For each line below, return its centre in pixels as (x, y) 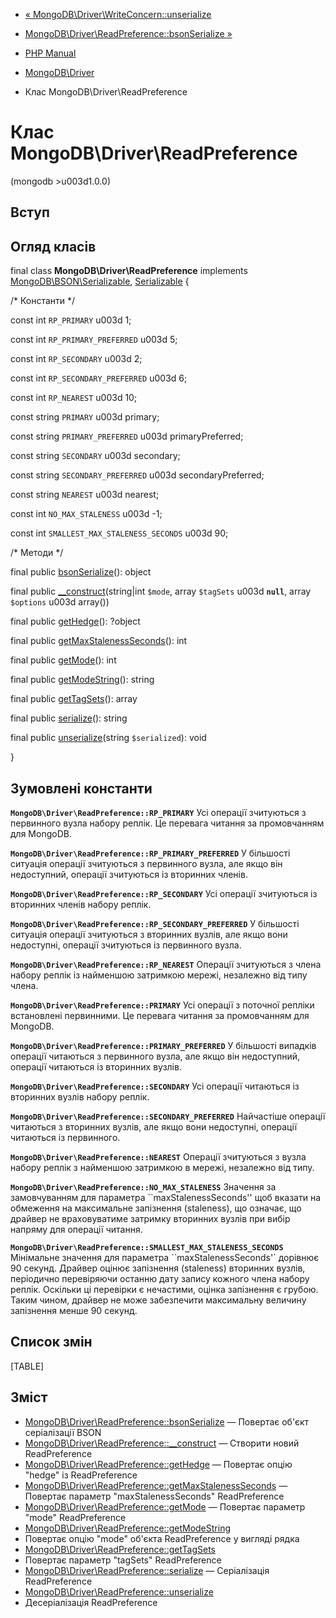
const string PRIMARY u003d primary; (85, 417)
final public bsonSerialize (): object (81, 572)
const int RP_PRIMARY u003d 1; (71, 320)
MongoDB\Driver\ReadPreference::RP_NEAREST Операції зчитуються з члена (166, 964)
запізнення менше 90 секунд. (74, 1310)
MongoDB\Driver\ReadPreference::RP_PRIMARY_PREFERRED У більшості (150, 853)
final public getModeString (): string (82, 680)
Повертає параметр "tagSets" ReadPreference (123, 1560)
